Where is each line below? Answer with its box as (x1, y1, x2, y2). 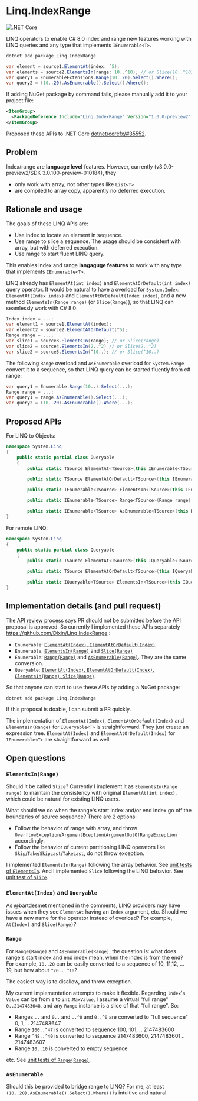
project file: (6, 97, 34, 104)
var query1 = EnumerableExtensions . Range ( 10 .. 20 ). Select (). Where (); (6, 75, 178, 80)
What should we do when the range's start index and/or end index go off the (6, 807, 192, 814)
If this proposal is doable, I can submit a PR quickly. (6, 705, 131, 713)
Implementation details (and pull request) (6, 601, 161, 611)
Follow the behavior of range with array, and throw (14, 825, 137, 832)
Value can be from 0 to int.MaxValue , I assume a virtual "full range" (6, 995, 169, 1003)
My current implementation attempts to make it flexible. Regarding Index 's (6, 989, 186, 996)
